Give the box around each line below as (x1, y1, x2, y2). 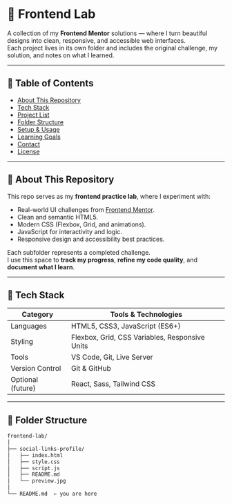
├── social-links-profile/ (7, 445, 85, 452)
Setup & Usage (17, 125, 60, 133)
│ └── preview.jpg (7, 478, 67, 485)
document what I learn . (7, 262, 75, 271)
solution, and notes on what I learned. (7, 51, 115, 59)
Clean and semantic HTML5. (17, 213, 99, 221)
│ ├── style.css (7, 458, 60, 465)
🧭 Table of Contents (7, 77, 94, 89)
